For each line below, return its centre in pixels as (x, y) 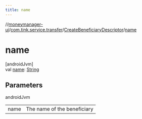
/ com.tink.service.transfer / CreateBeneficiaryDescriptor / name (73, 29)
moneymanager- (26, 24)
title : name (18, 10)
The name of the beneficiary (60, 109)
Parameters (24, 85)
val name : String (22, 69)
